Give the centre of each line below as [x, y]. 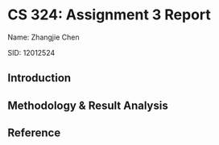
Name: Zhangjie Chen [43, 37]
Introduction [39, 78]
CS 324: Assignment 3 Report [109, 15]
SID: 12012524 [31, 52]
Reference [34, 133]
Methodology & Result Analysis [88, 105]
